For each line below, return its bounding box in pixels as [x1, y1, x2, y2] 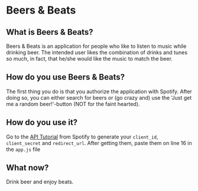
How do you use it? [6, 117, 78, 127]
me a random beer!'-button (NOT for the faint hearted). [6, 100, 140, 107]
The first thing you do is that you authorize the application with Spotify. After [6, 88, 192, 95]
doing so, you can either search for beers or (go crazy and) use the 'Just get [6, 94, 192, 101]
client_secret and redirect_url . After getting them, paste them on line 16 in [6, 139, 192, 146]
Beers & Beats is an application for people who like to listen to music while [6, 42, 187, 50]
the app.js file [6, 146, 40, 153]
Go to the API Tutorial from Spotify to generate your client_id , [6, 133, 158, 140]
